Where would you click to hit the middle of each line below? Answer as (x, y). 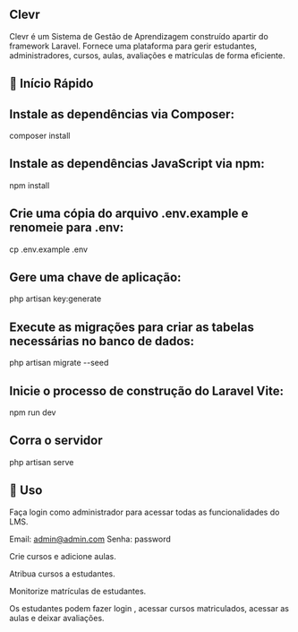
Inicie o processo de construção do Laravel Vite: (147, 390)
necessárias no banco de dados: (102, 341)
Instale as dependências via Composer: (122, 114)
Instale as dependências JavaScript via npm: (137, 164)
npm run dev (33, 412)
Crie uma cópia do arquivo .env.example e (129, 214)
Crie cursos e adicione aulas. (63, 556)
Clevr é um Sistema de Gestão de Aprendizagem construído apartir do (139, 36)
